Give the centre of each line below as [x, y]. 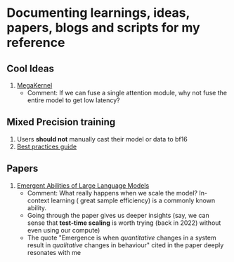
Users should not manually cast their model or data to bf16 [102, 139]
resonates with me [54, 252]
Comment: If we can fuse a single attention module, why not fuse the [127, 93]
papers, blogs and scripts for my [104, 28]
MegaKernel [34, 85]
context [38, 200]
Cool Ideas [30, 68]
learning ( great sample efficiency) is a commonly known [133, 200]
